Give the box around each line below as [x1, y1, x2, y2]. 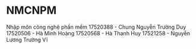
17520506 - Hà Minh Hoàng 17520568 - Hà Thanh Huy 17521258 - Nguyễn [6, 29, 191, 36]
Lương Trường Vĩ [6, 36, 48, 43]
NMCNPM [6, 4, 57, 17]
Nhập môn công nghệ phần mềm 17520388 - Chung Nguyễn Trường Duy [6, 23, 186, 30]
